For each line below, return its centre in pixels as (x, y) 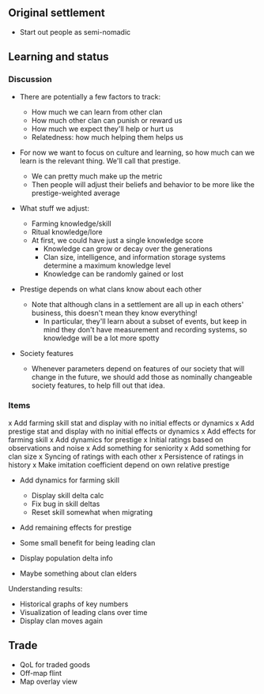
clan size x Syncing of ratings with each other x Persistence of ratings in (126, 456)
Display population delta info (66, 558)
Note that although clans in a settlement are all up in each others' (138, 304)
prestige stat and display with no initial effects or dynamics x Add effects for (132, 431)
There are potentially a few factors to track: (90, 96)
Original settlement (57, 13)
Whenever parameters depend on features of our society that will (138, 368)
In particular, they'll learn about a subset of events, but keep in (145, 321)
